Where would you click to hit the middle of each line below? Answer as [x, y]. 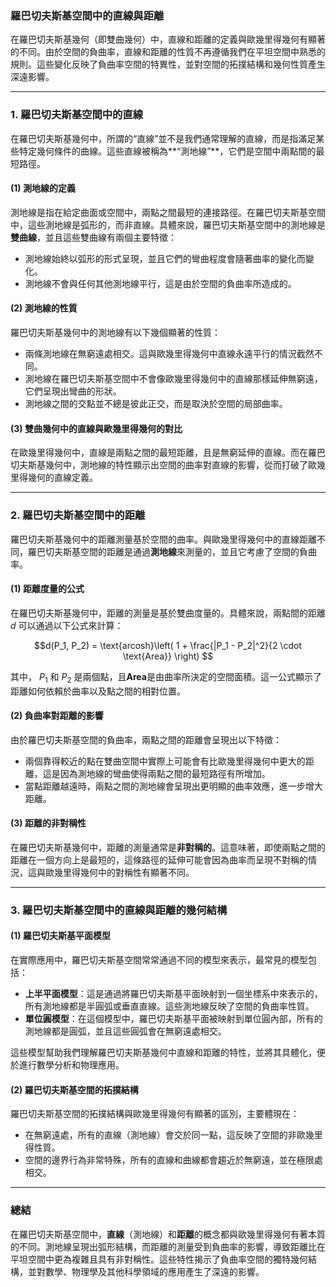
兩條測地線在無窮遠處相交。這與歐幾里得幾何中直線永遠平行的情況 [160, 353]
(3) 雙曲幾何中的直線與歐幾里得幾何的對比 [96, 428]
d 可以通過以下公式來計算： [67, 625]
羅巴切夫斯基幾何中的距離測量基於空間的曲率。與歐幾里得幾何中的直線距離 [163, 539]
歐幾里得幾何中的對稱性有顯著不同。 [119, 872]
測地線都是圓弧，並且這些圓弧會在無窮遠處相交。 [125, 1031]
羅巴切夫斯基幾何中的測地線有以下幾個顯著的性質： [115, 332]
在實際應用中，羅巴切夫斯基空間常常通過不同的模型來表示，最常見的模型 [159, 960]
